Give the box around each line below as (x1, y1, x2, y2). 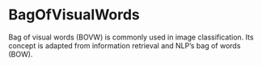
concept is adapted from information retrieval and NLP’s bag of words (8, 40, 241, 50)
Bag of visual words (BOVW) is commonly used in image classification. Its (8, 32, 254, 42)
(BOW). (8, 49, 33, 59)
